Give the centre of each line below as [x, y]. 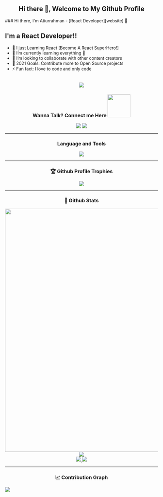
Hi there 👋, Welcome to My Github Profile [81, 9]
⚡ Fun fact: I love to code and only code [52, 69]
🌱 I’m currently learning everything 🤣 [49, 53]
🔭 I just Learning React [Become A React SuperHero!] [65, 48]
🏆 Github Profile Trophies [81, 172]
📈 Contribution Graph [81, 477]
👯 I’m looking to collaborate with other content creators [67, 58]
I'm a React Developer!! [41, 36]
